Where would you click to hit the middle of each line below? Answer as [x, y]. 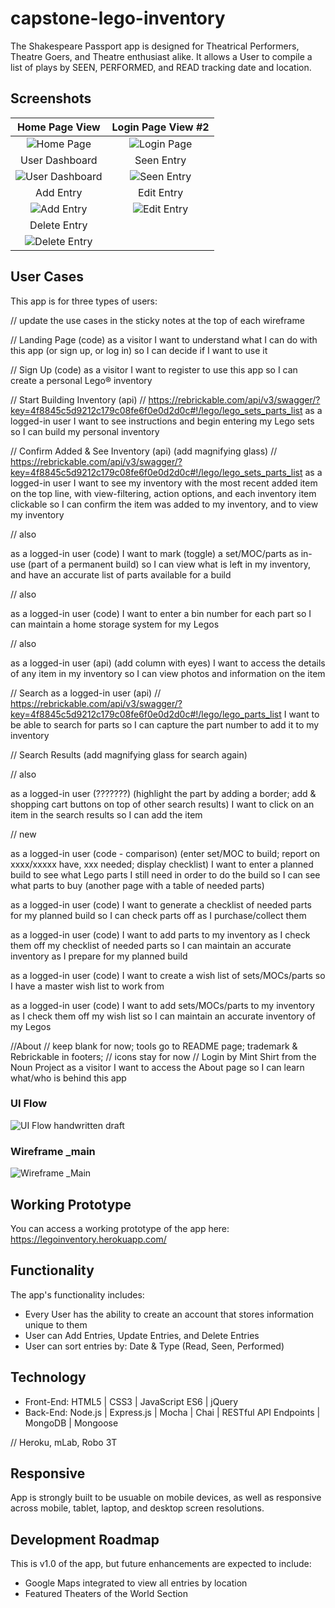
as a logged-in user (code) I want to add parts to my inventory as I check [160, 934]
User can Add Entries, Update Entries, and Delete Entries [142, 1335]
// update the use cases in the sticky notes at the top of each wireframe [157, 320]
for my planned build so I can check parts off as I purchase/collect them [158, 915]
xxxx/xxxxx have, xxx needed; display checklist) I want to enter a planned [162, 864]
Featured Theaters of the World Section [106, 1594]
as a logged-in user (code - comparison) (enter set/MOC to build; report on [165, 853]
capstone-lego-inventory [118, 18]
